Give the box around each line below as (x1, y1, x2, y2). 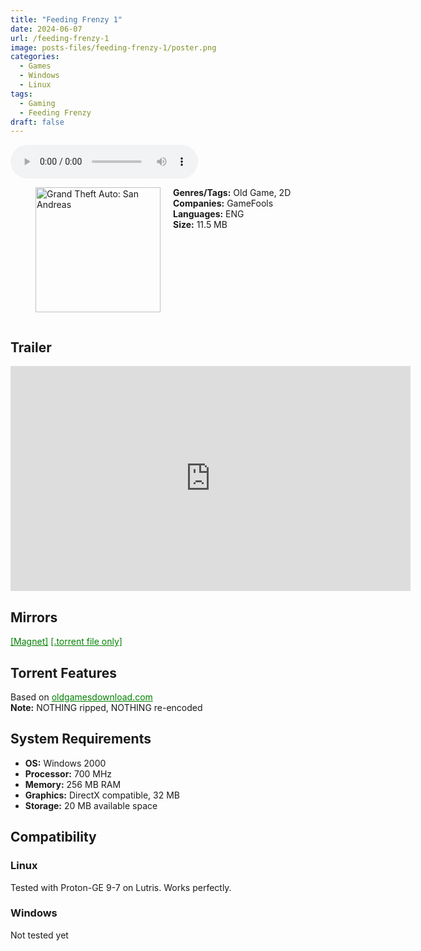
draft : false (10, 117, 65, 127)
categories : (10, 52, 60, 62)
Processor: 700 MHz (24, 767, 113, 780)
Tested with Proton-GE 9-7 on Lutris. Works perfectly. (10, 881, 232, 893)
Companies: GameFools (173, 197, 274, 210)
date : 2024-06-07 (10, 24, 83, 34)
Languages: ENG (173, 208, 245, 220)
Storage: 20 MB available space (24, 799, 158, 811)
